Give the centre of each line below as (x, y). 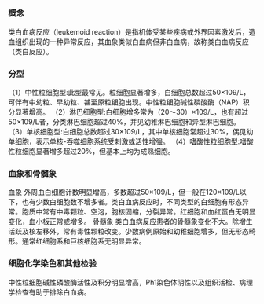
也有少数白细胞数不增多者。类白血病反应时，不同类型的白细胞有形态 (132, 202)
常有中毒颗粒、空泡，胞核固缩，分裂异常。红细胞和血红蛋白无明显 (149, 212)
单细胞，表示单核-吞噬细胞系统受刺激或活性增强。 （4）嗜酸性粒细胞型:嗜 (128, 141)
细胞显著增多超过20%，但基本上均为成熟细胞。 (98, 152)
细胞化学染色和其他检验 (52, 264)
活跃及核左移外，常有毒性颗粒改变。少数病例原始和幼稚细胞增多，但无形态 (128, 232)
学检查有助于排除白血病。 (49, 292)
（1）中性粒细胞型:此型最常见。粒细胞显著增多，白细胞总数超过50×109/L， (129, 93)
